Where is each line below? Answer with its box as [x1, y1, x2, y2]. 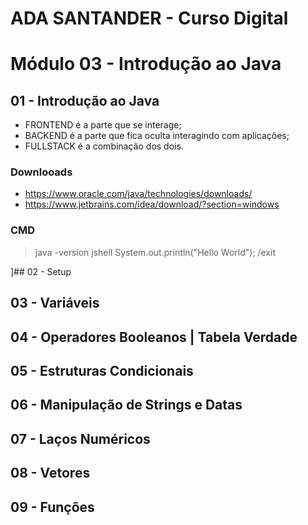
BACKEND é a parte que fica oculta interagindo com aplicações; [24, 130, 290, 142]
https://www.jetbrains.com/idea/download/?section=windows [24, 198, 280, 211]
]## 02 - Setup [10, 265, 72, 277]
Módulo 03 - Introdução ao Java [10, 53, 282, 76]
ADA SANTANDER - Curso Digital [10, 7, 289, 30]
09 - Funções [10, 498, 95, 516]
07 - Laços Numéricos [10, 430, 151, 447]
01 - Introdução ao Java [10, 92, 160, 109]
